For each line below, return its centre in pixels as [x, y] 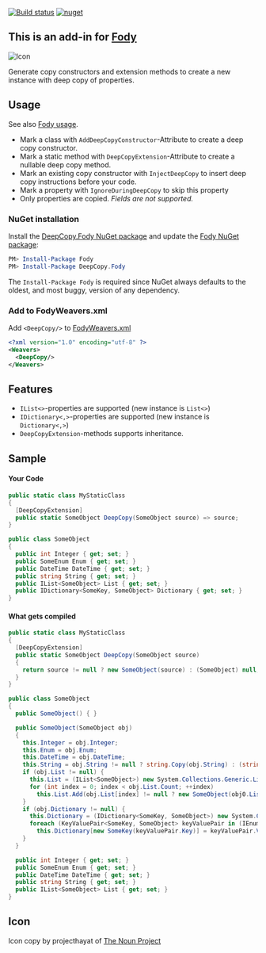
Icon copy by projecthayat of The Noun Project [85, 940]
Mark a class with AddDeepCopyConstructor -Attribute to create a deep [131, 140]
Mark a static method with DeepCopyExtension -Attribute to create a [127, 156]
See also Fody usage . [44, 124]
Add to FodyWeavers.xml [58, 311]
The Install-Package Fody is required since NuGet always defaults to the [127, 281]
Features [30, 389]
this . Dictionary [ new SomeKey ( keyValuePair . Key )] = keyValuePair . [147, 831]
